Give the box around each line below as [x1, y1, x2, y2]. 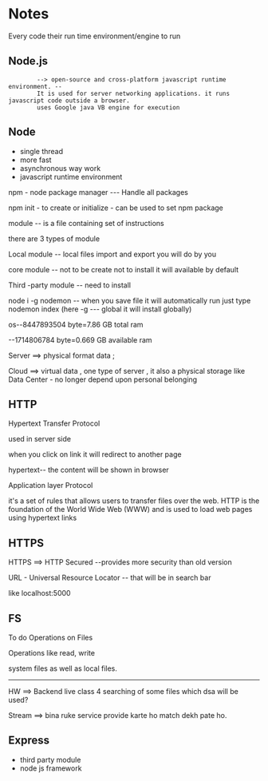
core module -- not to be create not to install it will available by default [8, 264, 239, 274]
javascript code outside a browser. [8, 97, 130, 105]
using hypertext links [8, 513, 77, 523]
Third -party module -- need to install [8, 280, 132, 290]
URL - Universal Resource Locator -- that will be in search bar [8, 573, 211, 583]
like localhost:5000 [8, 589, 71, 598]
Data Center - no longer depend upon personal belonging [8, 375, 198, 384]
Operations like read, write [8, 648, 96, 657]
